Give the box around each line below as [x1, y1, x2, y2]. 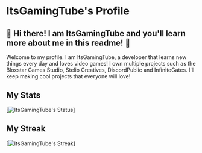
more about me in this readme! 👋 [6, 37, 131, 48]
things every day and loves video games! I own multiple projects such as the [6, 60, 196, 67]
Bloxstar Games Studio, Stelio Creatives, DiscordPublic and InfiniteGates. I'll [6, 66, 195, 73]
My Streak [6, 123, 46, 134]
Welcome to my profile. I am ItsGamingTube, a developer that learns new [6, 54, 187, 61]
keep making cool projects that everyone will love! [6, 73, 131, 80]
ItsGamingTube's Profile [6, 4, 130, 18]
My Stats [6, 90, 41, 101]
